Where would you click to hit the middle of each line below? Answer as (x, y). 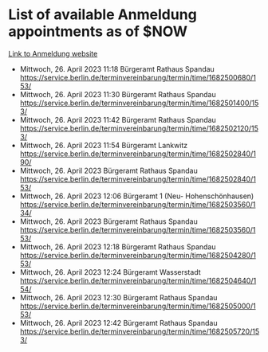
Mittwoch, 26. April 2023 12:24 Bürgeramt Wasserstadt (110, 272)
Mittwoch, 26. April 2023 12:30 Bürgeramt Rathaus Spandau (118, 297)
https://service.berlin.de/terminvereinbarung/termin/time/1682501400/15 (139, 103)
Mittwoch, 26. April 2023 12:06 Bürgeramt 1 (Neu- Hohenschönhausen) (137, 196)
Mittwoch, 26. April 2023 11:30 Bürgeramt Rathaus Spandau (118, 94)
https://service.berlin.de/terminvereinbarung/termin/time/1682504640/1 (138, 280)
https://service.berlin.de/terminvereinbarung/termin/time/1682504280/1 (138, 255)
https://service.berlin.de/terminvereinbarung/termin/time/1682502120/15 (139, 128)
